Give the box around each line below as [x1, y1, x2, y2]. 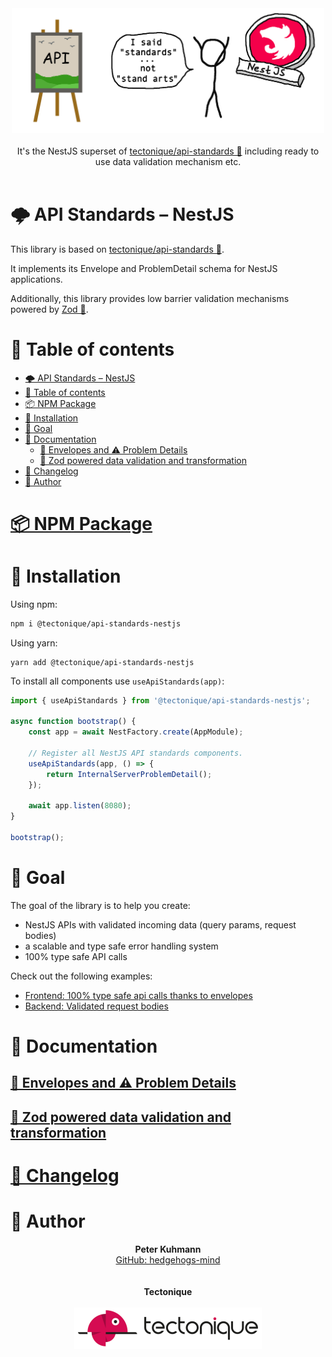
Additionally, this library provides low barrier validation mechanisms [10, 292, 290, 304]
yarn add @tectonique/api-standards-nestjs [10, 657, 195, 667]
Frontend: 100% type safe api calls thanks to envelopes [24, 989, 253, 1001]
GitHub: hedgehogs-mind [115, 1253, 221, 1266]
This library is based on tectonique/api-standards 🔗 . [10, 243, 225, 255]
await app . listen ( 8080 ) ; [28, 801, 132, 811]
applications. [10, 273, 63, 285]
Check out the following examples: [10, 970, 153, 982]
